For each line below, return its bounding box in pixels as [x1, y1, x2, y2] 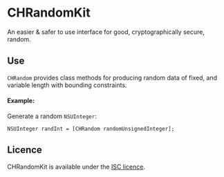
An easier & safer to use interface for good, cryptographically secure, [7, 28, 205, 36]
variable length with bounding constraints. [7, 81, 127, 89]
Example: [7, 97, 35, 105]
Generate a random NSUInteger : [7, 112, 97, 120]
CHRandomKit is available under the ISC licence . [7, 162, 145, 171]
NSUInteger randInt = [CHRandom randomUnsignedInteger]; [7, 125, 175, 132]
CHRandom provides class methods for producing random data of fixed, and [7, 73, 218, 82]
